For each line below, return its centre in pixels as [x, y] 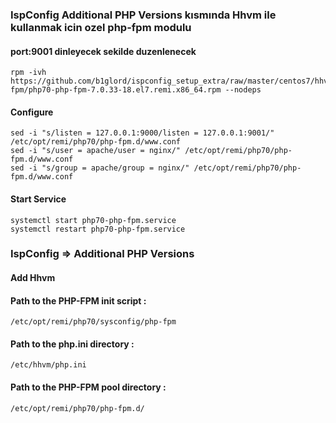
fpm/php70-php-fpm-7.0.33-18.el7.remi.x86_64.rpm [116, 90]
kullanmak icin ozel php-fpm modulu [101, 27]
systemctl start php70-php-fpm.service [93, 220]
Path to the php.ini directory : [72, 344]
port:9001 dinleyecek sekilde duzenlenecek [103, 51]
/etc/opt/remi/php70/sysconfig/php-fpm [93, 322]
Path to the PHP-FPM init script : [78, 300]
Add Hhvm [33, 278]
